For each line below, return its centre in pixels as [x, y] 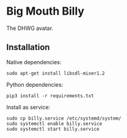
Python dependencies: [35, 84]
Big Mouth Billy [45, 11]
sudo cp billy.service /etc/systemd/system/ [64, 118]
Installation [28, 47]
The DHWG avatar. [30, 28]
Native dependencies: [34, 62]
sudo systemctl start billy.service [53, 129]
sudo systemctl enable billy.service [54, 123]
